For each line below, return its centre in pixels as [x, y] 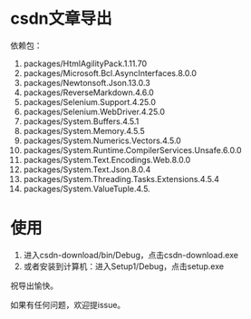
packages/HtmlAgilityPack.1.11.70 [85, 63]
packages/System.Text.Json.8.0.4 [87, 169]
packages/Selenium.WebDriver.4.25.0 [94, 111]
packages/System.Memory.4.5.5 [84, 130]
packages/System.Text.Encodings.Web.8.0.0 [107, 159]
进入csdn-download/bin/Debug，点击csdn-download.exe [131, 255]
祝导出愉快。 [34, 285]
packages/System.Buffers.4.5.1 [81, 121]
